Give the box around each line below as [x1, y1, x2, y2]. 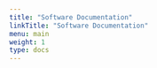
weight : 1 [9, 37, 46, 47]
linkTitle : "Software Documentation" [9, 21, 149, 30]
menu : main [9, 29, 50, 38]
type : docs [9, 46, 50, 55]
